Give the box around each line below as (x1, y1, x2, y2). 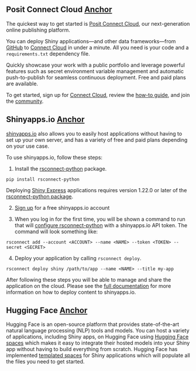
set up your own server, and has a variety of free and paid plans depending (6, 136, 188, 143)
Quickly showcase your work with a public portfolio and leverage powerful (6, 61, 185, 68)
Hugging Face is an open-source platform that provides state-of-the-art (6, 321, 180, 328)
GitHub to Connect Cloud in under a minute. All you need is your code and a (6, 44, 189, 51)
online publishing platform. (6, 26, 70, 33)
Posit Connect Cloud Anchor (6, 5, 112, 15)
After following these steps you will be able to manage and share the (6, 276, 171, 283)
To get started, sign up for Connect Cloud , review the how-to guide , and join (6, 91, 190, 98)
